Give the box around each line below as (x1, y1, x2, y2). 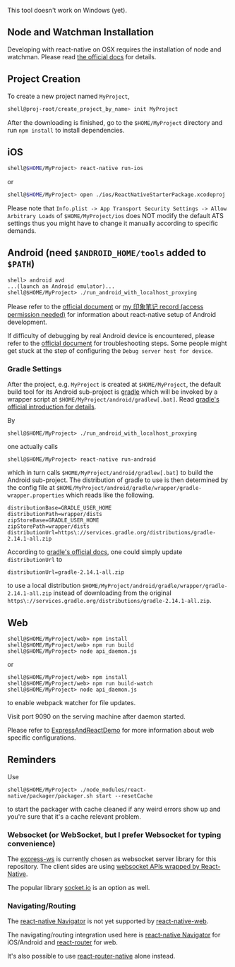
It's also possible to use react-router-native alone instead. (7, 952, 176, 961)
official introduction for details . (7, 402, 97, 412)
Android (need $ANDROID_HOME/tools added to (7, 247, 207, 259)
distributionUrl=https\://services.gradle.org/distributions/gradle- (7, 529, 217, 536)
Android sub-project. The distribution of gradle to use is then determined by (7, 476, 228, 484)
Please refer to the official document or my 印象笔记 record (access (7, 302, 204, 311)
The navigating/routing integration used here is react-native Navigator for (7, 931, 221, 939)
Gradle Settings (7, 364, 62, 373)
